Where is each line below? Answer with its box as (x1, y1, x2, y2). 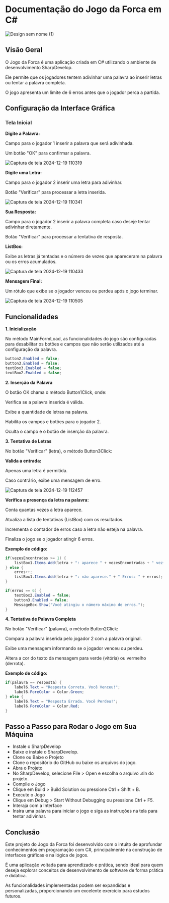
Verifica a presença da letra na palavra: (5, 496, 89, 503)
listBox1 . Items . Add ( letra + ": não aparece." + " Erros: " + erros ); (14, 574, 163, 579)
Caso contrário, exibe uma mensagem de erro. (5, 477, 102, 483)
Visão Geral (5, 45, 43, 54)
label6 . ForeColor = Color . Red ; (14, 704, 80, 709)
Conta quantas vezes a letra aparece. (5, 507, 83, 513)
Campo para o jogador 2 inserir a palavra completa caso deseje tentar (5, 219, 151, 225)
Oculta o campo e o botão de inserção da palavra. (5, 428, 109, 434)
